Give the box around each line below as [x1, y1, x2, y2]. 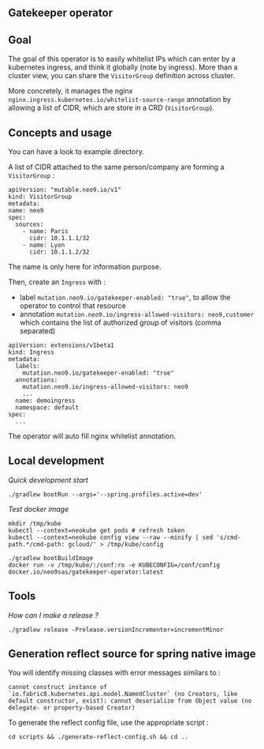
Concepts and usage [8, 126, 113, 139]
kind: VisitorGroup [8, 193, 73, 201]
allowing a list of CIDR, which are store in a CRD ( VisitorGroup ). [8, 103, 215, 113]
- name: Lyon [22, 241, 65, 250]
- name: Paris [22, 228, 69, 235]
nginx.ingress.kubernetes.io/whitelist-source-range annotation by [8, 95, 231, 104]
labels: [15, 363, 41, 371]
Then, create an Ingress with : [8, 277, 106, 287]
